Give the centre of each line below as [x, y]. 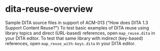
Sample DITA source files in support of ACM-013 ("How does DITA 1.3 [77, 23]
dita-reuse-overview [49, 9]
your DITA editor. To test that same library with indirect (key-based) [74, 38]
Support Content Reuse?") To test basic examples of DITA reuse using [77, 27]
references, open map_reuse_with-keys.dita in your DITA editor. [70, 43]
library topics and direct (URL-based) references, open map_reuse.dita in [80, 33]
